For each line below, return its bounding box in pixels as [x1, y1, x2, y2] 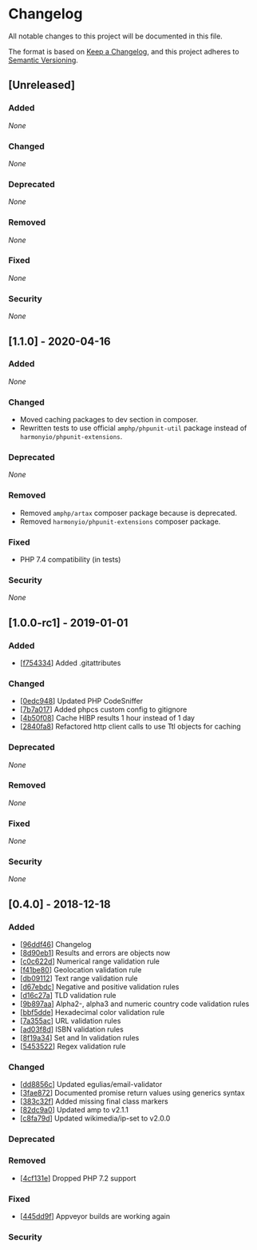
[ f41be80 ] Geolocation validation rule [19, 965, 142, 975]
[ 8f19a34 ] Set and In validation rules [19, 1033, 140, 1043]
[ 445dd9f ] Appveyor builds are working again [19, 1211, 171, 1220]
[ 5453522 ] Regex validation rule [19, 1041, 126, 1052]
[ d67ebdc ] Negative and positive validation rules [19, 982, 180, 992]
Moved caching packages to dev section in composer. [19, 415, 198, 425]
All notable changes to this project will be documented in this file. [8, 31, 223, 41]
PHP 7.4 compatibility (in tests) [19, 554, 121, 564]
